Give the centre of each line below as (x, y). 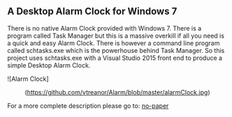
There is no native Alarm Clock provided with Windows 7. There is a (104, 28)
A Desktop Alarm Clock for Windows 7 (92, 11)
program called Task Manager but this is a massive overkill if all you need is (116, 36)
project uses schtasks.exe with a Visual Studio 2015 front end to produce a (115, 58)
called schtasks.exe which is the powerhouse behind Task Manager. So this (116, 50)
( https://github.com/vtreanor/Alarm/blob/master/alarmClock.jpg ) (117, 92)
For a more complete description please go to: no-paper (88, 106)
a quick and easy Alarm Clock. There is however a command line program (114, 43)
